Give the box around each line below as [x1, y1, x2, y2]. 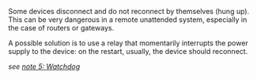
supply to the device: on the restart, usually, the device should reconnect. [8, 47, 248, 56]
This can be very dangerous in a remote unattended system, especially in [8, 15, 248, 24]
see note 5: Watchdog [8, 62, 81, 71]
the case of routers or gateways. [8, 23, 115, 32]
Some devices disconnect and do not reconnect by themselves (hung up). [8, 7, 250, 16]
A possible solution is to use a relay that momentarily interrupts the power [8, 38, 249, 48]
